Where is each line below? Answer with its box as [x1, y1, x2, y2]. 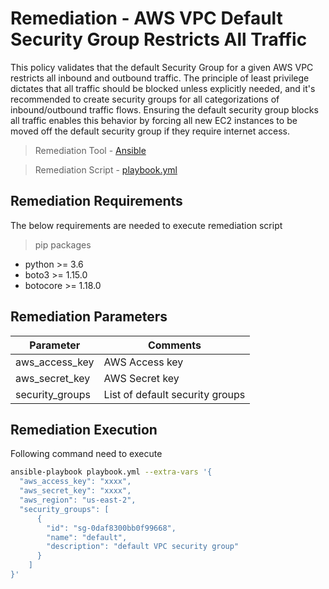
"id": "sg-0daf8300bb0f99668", [46, 523, 177, 533]
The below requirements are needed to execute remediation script [10, 219, 283, 231]
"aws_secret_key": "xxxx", [19, 486, 132, 496]
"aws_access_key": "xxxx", [19, 477, 132, 487]
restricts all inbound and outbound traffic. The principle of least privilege [10, 72, 310, 84]
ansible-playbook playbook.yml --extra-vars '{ [10, 467, 213, 477]
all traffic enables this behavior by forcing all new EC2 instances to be [10, 114, 298, 126]
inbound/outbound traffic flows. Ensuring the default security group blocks [10, 103, 319, 116]
